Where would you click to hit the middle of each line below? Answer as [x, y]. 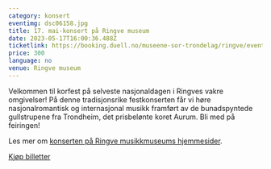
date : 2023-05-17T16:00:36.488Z [63, 38]
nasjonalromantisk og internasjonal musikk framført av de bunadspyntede [131, 108]
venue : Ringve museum [45, 68]
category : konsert [39, 16]
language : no [30, 61]
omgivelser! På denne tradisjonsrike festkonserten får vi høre [110, 99]
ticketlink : [28, 46]
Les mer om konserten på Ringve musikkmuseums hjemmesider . [116, 141]
